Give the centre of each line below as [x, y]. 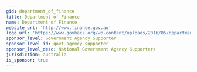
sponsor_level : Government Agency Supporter [61, 38]
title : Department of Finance [43, 17]
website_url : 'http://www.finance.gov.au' [59, 28]
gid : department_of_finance [40, 11]
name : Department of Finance [42, 22]
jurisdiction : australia [36, 55]
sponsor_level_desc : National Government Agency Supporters [81, 49]
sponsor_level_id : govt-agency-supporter [57, 44]
